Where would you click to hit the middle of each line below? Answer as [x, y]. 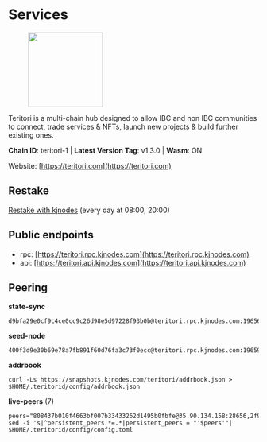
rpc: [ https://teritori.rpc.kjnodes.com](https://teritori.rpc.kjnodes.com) [134, 254]
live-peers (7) [31, 401]
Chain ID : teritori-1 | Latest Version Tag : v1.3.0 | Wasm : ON [105, 150]
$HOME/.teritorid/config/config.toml [71, 430]
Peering [28, 287]
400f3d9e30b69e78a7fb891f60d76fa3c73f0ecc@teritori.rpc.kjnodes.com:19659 [135, 351]
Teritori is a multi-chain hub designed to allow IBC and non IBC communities [133, 118]
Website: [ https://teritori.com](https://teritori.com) [90, 165]
